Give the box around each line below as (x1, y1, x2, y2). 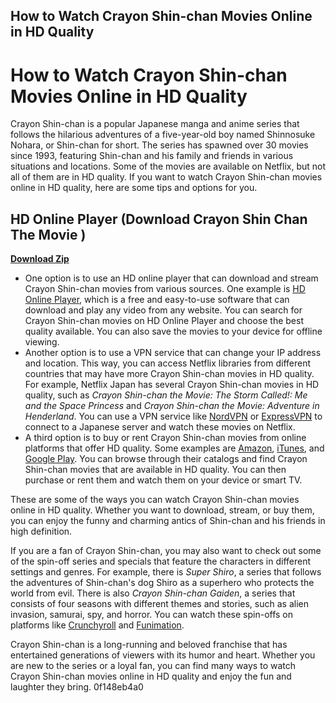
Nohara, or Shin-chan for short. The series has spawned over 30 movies (10, 139, 309, 151)
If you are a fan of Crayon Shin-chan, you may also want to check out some (10, 545, 322, 557)
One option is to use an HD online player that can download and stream (24, 272, 319, 284)
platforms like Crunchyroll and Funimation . (10, 619, 185, 631)
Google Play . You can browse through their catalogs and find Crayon (24, 453, 308, 465)
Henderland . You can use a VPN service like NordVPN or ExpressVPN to (24, 410, 323, 423)
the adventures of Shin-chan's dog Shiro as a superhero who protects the (10, 577, 315, 589)
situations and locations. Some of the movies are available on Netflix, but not (10, 160, 326, 173)
